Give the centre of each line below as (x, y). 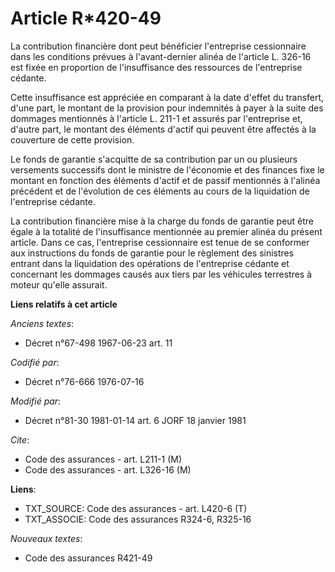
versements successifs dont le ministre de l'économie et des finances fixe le (167, 169)
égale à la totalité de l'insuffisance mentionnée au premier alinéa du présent (166, 231)
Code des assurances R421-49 (88, 558)
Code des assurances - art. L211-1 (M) (103, 459)
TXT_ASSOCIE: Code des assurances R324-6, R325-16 (138, 519)
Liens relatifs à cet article (64, 304)
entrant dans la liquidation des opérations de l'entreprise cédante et (150, 263)
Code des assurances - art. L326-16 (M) (108, 469)
